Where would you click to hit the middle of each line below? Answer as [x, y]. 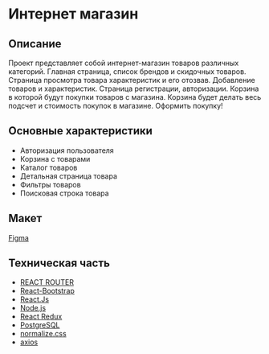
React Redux [41, 317]
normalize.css [43, 334]
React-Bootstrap [47, 291]
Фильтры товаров [51, 184]
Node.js [33, 308]
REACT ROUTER [47, 282]
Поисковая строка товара [65, 193]
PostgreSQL [40, 325]
